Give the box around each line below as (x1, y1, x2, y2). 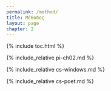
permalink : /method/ (6, 8, 59, 15)
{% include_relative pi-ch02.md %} (6, 54, 95, 61)
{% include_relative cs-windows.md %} (6, 66, 105, 73)
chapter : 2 (6, 25, 34, 32)
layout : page (6, 20, 39, 26)
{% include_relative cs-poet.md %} (6, 78, 94, 85)
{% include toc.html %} (6, 42, 65, 50)
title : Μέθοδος (6, 15, 45, 21)
